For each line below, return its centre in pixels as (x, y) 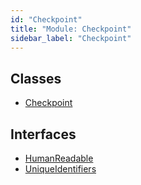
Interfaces (43, 134)
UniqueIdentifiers (60, 169)
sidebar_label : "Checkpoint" (71, 38)
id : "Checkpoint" (46, 19)
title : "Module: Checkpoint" (71, 29)
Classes (36, 78)
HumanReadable (59, 158)
